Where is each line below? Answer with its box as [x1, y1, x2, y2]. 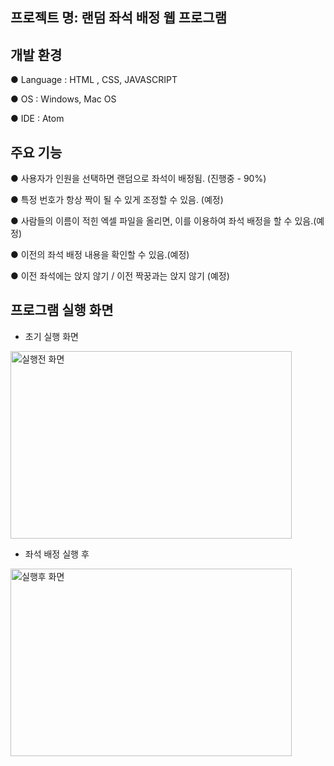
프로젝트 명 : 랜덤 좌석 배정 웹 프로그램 [10, 9, 227, 27]
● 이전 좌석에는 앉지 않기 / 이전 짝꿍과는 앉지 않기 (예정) [10, 270, 230, 282]
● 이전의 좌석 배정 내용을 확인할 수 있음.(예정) [10, 249, 190, 261]
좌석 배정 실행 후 [24, 548, 90, 560]
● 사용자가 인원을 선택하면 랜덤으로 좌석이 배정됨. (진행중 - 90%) [10, 173, 267, 185]
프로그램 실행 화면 [10, 302, 114, 319]
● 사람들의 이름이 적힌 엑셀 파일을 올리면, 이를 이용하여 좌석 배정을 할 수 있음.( [10, 215, 317, 227]
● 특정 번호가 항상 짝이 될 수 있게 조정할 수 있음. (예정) [10, 194, 224, 206]
